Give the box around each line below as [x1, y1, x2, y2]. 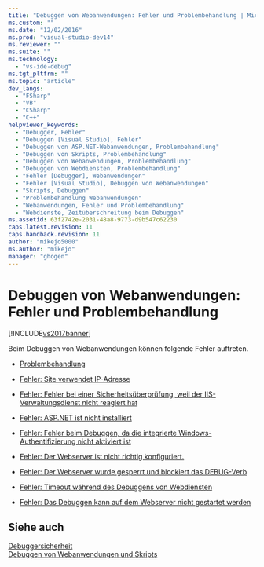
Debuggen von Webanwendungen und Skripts [8, 550, 158, 559]
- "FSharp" [15, 92, 51, 100]
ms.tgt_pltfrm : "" [8, 70, 68, 78]
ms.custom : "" [8, 19, 55, 27]
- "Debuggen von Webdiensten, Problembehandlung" [15, 165, 181, 173]
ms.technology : [8, 56, 58, 64]
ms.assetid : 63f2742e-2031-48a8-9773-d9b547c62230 [8, 216, 178, 224]
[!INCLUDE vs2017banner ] [8, 329, 92, 338]
